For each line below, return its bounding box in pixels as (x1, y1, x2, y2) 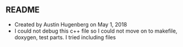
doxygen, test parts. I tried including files (14, 33, 116, 41)
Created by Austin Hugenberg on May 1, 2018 (14, 20, 128, 28)
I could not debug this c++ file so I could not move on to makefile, (14, 27, 178, 34)
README (5, 5, 40, 15)
